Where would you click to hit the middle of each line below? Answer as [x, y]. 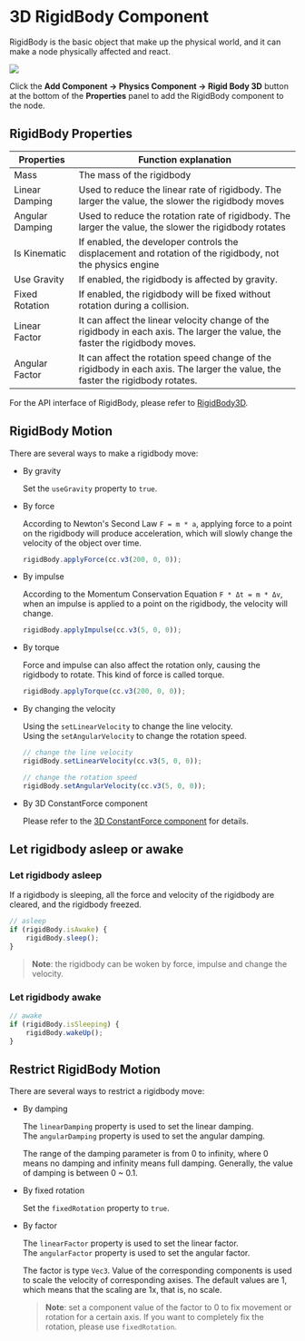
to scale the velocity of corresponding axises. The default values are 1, [155, 1280]
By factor [39, 1226]
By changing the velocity [69, 709]
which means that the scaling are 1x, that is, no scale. [122, 1290]
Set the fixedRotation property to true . [96, 1208]
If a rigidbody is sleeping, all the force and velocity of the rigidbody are [142, 895]
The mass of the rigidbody [135, 174]
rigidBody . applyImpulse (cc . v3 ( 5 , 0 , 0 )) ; [102, 630]
